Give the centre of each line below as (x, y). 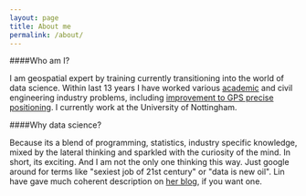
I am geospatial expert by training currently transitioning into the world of (147, 78)
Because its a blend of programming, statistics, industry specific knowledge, (153, 143)
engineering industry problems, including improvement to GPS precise (142, 98)
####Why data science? (56, 125)
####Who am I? (40, 61)
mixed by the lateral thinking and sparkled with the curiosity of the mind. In (150, 152)
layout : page (34, 18)
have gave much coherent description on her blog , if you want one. (136, 181)
